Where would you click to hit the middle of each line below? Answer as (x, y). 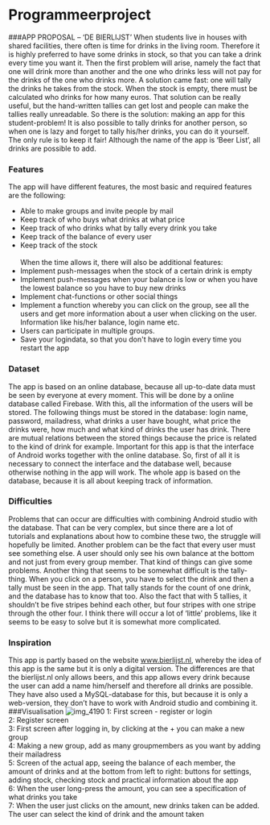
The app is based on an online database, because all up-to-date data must (132, 386)
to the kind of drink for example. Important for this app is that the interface (131, 446)
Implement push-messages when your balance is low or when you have (139, 280)
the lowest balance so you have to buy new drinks (103, 288)
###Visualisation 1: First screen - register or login (110, 711)
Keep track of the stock (59, 245)
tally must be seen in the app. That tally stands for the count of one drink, (130, 587)
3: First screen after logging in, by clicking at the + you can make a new (127, 729)
